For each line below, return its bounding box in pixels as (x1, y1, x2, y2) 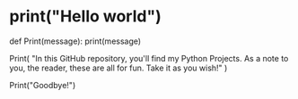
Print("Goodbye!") (9, 79, 76, 90)
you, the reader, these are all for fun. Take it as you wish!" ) (9, 62, 228, 73)
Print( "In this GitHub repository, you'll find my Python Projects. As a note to (9, 53, 289, 63)
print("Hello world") (9, 6, 162, 27)
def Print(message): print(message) (9, 36, 142, 46)
